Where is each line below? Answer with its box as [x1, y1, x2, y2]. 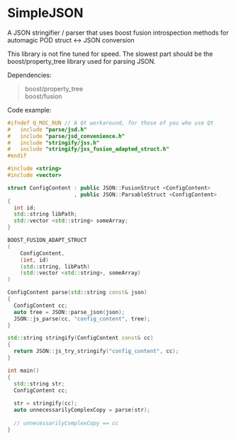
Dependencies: [7, 71, 52, 79]
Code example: [7, 105, 52, 114]
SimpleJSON [7, 5, 84, 21]
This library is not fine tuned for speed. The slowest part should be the [7, 50, 213, 58]
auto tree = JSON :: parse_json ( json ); [13, 308, 125, 315]
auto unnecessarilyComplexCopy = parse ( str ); [13, 407, 151, 414]
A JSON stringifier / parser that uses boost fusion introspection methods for [7, 28, 229, 37]
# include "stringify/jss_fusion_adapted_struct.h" [7, 146, 170, 153]
